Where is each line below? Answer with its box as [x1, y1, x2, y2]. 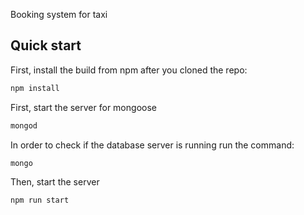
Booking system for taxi [10, 9, 108, 20]
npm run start [10, 195, 70, 206]
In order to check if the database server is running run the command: [10, 139, 295, 151]
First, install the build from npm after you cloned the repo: [10, 64, 248, 76]
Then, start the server [10, 176, 100, 188]
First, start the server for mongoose [10, 101, 157, 113]
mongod [10, 120, 38, 131]
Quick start [10, 37, 82, 54]
